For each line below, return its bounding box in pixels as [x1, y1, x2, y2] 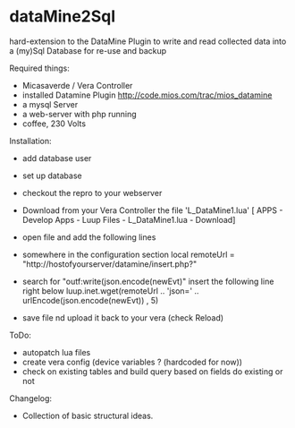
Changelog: [9, 392, 52, 404]
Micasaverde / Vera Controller [21, 80, 133, 90]
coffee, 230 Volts [21, 118, 87, 129]
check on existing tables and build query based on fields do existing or [21, 365, 283, 377]
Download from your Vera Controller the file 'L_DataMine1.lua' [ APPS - [21, 204, 283, 216]
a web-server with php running [21, 108, 137, 119]
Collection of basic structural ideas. [21, 410, 154, 421]
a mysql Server [21, 98, 79, 109]
